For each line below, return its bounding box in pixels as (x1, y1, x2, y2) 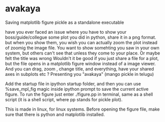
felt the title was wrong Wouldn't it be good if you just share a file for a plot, (5, 55, 159, 61)
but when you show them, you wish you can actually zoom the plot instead (5, 39, 158, 45)
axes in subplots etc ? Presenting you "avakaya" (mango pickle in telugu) (5, 71, 154, 77)
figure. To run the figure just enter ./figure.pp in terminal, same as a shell (5, 91, 153, 97)
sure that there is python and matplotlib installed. (5, 111, 105, 117)
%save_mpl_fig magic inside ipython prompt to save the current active (5, 86, 149, 92)
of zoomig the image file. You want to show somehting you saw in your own (5, 45, 160, 51)
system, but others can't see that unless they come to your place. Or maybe (5, 50, 160, 56)
